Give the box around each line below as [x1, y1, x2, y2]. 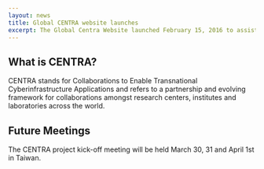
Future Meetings [8, 123, 91, 138]
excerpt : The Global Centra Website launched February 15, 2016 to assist [8, 26, 258, 34]
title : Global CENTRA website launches [8, 19, 139, 27]
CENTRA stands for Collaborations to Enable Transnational [8, 76, 198, 86]
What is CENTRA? [8, 55, 97, 68]
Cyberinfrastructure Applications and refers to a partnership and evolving [8, 84, 246, 94]
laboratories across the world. [8, 101, 105, 111]
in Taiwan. [8, 153, 42, 162]
